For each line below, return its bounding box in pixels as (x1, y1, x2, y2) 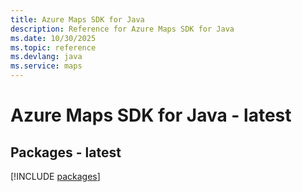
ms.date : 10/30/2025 (10, 33, 97, 43)
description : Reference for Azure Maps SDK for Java (10, 24, 235, 34)
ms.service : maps (10, 61, 83, 71)
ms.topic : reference (10, 42, 97, 53)
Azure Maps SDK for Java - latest (10, 104, 292, 127)
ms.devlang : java (10, 52, 83, 62)
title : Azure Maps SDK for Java (10, 14, 145, 25)
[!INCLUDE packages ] (10, 171, 101, 182)
